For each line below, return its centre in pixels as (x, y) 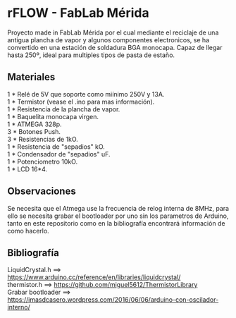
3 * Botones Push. (34, 131)
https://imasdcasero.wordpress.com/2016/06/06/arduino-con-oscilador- (113, 300)
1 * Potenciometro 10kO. (43, 161)
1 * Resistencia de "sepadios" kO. (56, 147)
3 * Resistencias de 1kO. (43, 139)
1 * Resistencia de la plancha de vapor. (64, 109)
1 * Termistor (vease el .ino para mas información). (81, 102)
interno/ (19, 307)
